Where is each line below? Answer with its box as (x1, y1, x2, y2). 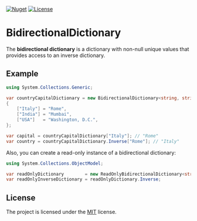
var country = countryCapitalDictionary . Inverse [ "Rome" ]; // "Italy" (6, 138, 180, 144)
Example (6, 69, 39, 79)
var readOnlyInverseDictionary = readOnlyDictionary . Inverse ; (6, 176, 161, 182)
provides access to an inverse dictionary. (6, 52, 106, 59)
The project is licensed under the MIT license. (6, 209, 117, 216)
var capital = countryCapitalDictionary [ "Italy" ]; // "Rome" (6, 133, 159, 139)
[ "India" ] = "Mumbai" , (16, 112, 72, 118)
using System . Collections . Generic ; (6, 84, 93, 91)
